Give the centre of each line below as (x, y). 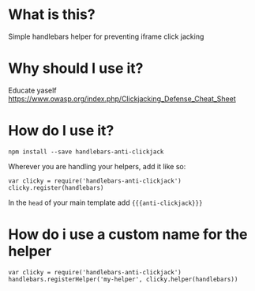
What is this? (52, 15)
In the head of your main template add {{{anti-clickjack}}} (105, 202)
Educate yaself (32, 90)
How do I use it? (61, 131)
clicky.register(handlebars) (56, 187)
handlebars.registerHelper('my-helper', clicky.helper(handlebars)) (123, 279)
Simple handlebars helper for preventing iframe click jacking (106, 36)
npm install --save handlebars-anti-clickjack (86, 152)
